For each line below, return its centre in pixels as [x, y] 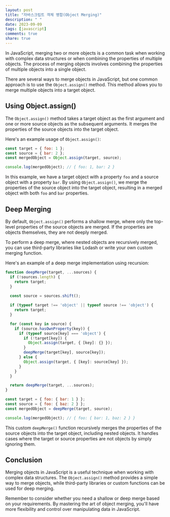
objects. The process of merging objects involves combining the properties [84, 64]
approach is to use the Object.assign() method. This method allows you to [84, 84]
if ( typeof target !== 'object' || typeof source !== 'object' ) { [82, 305]
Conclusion [24, 460]
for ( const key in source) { [41, 324]
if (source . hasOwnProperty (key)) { [52, 329]
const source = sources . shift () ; [45, 296]
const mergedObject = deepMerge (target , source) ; [59, 409]
